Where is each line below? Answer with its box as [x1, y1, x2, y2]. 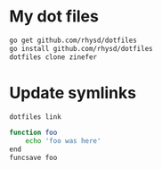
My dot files [9, 6, 100, 27]
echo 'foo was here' [25, 137, 101, 146]
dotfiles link [9, 112, 62, 122]
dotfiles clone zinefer [9, 52, 98, 62]
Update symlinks [9, 82, 136, 103]
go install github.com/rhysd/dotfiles [9, 44, 153, 53]
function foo [9, 128, 58, 138]
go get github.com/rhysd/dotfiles [9, 36, 138, 45]
